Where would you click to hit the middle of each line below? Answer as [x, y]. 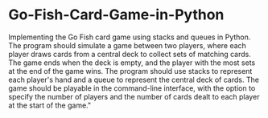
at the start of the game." [49, 105]
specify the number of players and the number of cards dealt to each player [134, 96]
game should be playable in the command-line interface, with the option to [132, 88]
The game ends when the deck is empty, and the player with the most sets [132, 63]
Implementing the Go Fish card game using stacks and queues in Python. [130, 37]
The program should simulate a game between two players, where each [128, 45]
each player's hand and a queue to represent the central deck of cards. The [134, 79]
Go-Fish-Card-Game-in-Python [116, 15]
